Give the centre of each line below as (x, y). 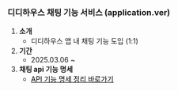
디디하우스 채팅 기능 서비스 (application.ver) (89, 12)
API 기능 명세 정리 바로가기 (72, 79)
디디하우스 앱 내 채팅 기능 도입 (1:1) (85, 41)
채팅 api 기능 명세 (45, 70)
